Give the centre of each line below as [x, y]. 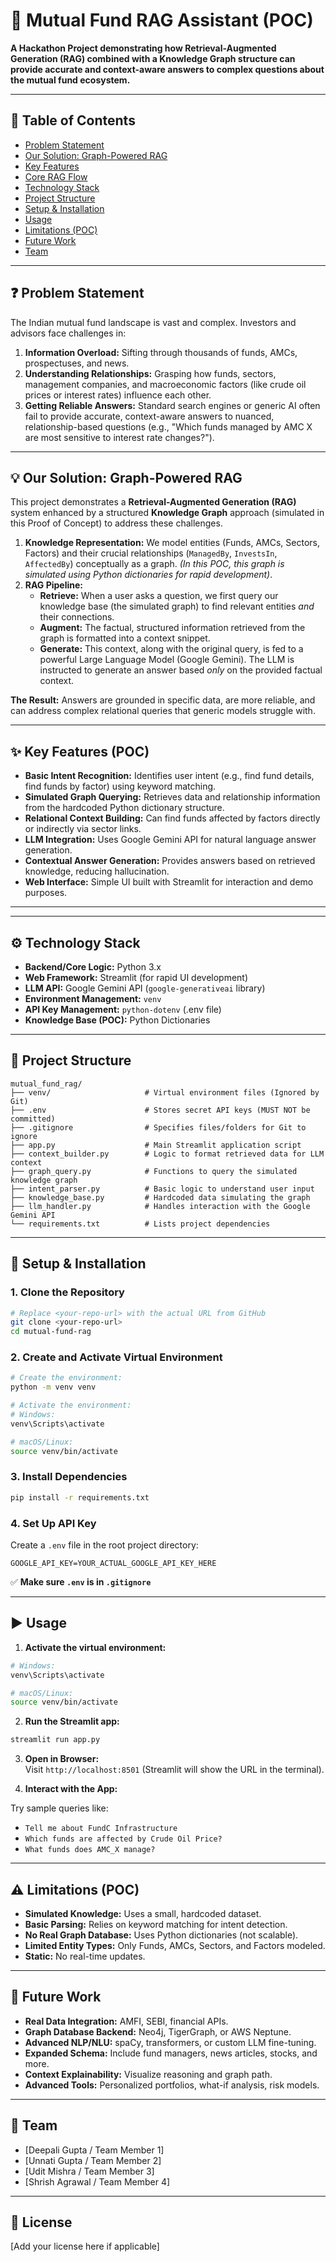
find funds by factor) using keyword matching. [120, 786]
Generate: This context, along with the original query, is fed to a [171, 649]
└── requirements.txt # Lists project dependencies [140, 1224]
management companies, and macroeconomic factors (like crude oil [165, 384]
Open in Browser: [62, 1759]
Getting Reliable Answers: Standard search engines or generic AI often [172, 405]
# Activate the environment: [71, 1405]
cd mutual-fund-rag [51, 1332]
